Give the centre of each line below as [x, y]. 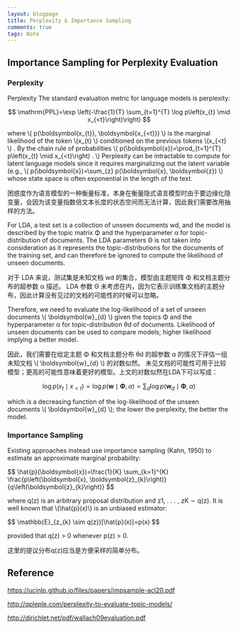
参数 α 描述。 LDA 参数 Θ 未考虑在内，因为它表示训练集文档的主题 [122, 286]
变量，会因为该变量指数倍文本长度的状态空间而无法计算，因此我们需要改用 [116, 202]
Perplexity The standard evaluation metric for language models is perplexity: [119, 98]
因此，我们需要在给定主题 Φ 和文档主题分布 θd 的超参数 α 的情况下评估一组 [118, 354]
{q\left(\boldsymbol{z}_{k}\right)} [56, 487]
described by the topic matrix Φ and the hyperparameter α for [98, 232]
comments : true [30, 27]
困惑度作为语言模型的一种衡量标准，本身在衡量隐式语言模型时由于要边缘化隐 [119, 193]
